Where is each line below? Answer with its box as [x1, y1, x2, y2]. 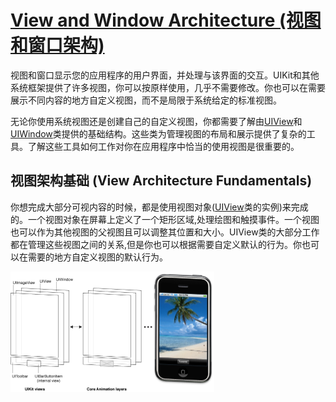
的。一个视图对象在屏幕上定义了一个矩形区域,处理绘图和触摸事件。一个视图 [10, 213, 320, 225]
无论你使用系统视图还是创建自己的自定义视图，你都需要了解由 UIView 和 [10, 115, 303, 127]
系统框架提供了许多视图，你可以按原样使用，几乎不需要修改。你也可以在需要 [10, 81, 326, 93]
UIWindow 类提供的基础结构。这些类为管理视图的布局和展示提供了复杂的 [10, 127, 307, 140]
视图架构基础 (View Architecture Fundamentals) [10, 172, 313, 190]
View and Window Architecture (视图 [10, 9, 322, 32]
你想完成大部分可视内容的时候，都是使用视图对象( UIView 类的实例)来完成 [10, 201, 309, 213]
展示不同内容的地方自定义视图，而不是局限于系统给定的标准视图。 [10, 94, 282, 106]
